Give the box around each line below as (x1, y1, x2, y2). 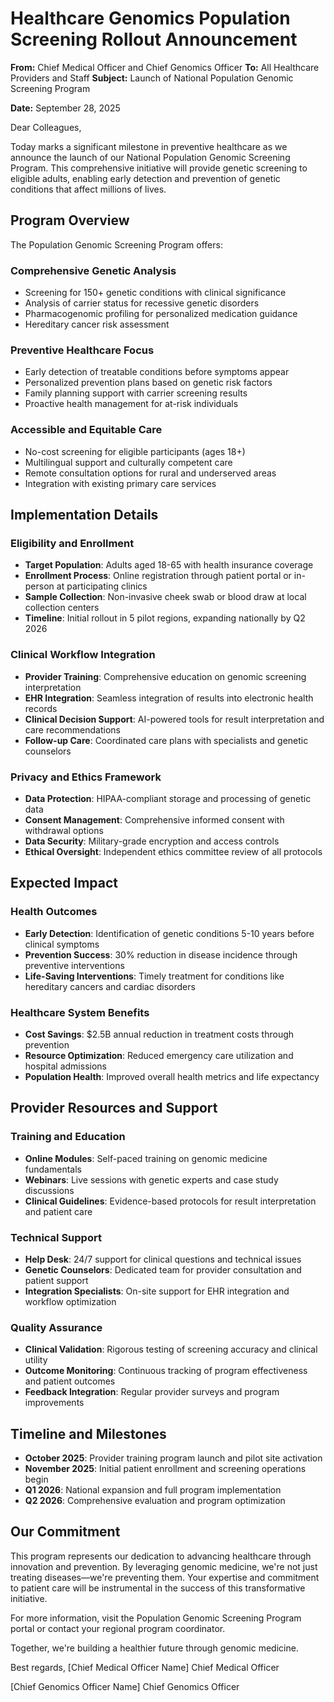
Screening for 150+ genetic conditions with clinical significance (24, 287, 287, 299)
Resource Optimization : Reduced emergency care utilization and (24, 1049, 294, 1061)
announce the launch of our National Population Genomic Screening (10, 151, 291, 163)
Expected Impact (10, 875, 118, 892)
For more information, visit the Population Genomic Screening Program (10, 1612, 302, 1624)
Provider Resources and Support (10, 1100, 218, 1117)
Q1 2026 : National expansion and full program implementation (24, 1484, 282, 1496)
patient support (24, 1274, 89, 1286)
